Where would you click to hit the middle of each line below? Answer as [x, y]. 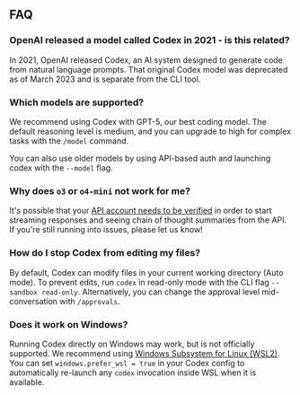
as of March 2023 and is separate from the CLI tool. [105, 79]
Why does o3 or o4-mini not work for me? [100, 190]
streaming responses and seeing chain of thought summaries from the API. [148, 220]
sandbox [24, 292]
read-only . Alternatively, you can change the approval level [151, 292]
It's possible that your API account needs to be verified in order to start [141, 211]
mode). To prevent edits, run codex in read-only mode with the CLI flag [139, 282]
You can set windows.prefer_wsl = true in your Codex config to [127, 363]
